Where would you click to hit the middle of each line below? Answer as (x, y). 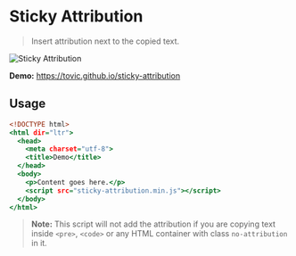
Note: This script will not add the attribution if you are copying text (153, 224)
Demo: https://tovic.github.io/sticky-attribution (95, 75)
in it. (39, 244)
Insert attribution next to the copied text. (105, 41)
